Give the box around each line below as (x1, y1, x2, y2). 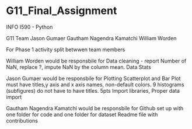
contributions (6, 117, 38, 124)
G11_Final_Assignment (6, 4, 117, 18)
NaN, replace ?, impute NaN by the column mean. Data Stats (6, 63, 152, 71)
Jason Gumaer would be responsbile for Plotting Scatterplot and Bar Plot (6, 75, 181, 82)
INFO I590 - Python (6, 23, 53, 30)
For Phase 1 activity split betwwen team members (6, 46, 125, 53)
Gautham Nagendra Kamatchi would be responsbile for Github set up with (6, 104, 184, 111)
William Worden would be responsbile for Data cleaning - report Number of (6, 57, 187, 64)
